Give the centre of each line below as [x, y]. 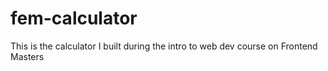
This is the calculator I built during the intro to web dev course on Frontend [164, 46]
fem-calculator [74, 18]
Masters [27, 56]
